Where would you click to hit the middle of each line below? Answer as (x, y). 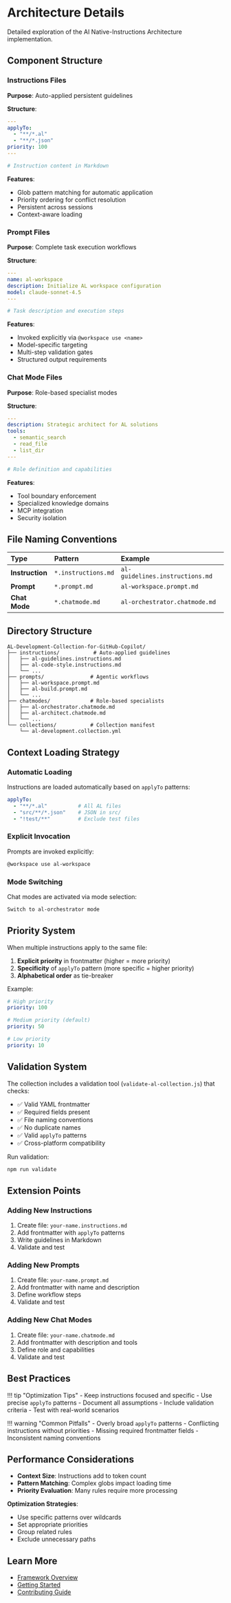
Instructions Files (37, 81)
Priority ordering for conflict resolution (71, 199)
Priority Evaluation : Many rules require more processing (97, 1491)
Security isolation (42, 517)
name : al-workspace (35, 279)
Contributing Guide (44, 1592)
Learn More (32, 1561)
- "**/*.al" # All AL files (67, 806)
